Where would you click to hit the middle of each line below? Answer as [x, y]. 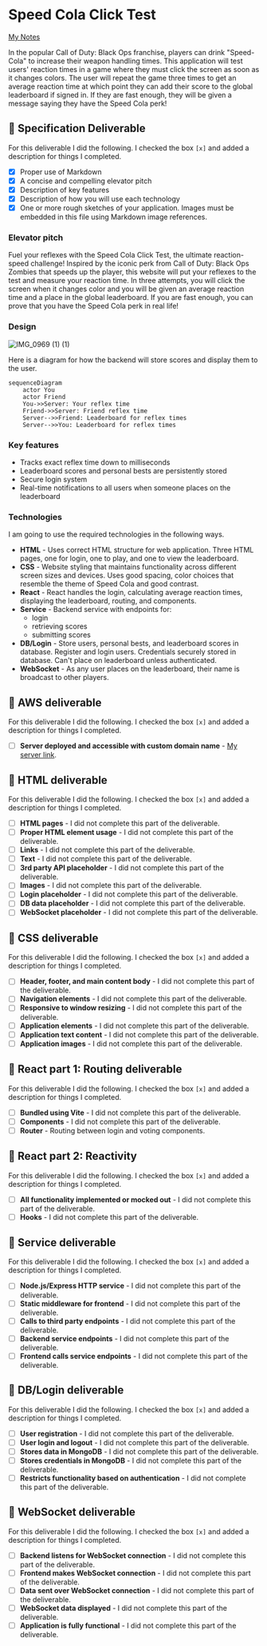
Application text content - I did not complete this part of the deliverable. [139, 1034]
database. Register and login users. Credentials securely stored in [128, 652]
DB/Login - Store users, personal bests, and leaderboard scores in [129, 643]
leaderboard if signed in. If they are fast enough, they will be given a [120, 94]
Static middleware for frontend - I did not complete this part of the [130, 1303]
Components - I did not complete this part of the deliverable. [120, 1121]
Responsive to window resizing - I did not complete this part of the [131, 1008]
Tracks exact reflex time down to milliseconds [95, 462]
